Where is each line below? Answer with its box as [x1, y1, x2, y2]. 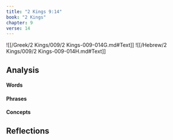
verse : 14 [6, 25, 31, 31]
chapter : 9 [6, 20, 33, 26]
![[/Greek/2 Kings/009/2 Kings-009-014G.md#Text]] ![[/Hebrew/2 [6, 42, 167, 49]
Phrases [6, 95, 27, 102]
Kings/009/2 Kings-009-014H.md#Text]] [6, 48, 106, 55]
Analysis [6, 65, 40, 75]
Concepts [6, 109, 31, 116]
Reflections [6, 126, 50, 136]
